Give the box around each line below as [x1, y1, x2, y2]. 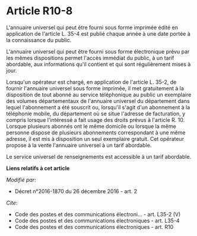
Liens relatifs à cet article [6, 165, 70, 172]
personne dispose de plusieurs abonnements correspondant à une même [6, 129, 186, 136]
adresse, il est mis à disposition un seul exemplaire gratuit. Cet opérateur [6, 135, 185, 142]
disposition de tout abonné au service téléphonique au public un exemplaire [6, 91, 192, 98]
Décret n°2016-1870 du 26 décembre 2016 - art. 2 [14, 187, 138, 194]
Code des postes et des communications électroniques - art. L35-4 [14, 217, 180, 224]
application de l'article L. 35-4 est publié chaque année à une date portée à [6, 30, 191, 37]
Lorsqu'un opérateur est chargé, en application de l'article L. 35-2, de [6, 78, 177, 86]
